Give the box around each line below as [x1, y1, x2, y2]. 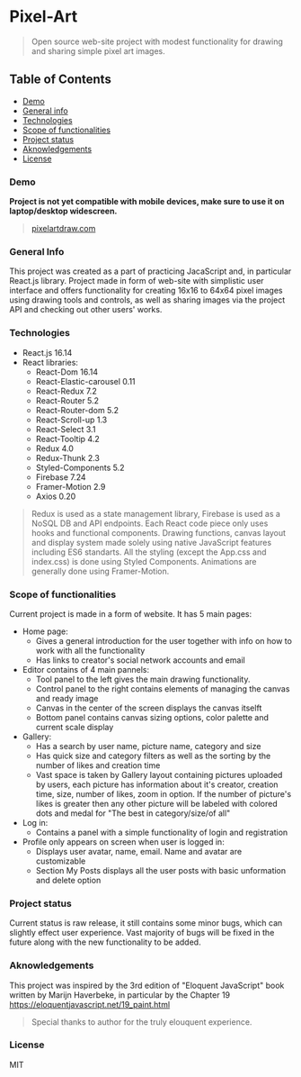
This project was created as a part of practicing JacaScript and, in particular [9, 266, 292, 276]
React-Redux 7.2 [35, 385, 97, 396]
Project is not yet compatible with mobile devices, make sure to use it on [9, 196, 285, 207]
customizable [35, 855, 86, 866]
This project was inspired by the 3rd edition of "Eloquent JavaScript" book [9, 980, 285, 991]
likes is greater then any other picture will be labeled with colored [35, 798, 278, 809]
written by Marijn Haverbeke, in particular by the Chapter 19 [9, 989, 231, 1000]
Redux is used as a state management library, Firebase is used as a [31, 508, 281, 519]
